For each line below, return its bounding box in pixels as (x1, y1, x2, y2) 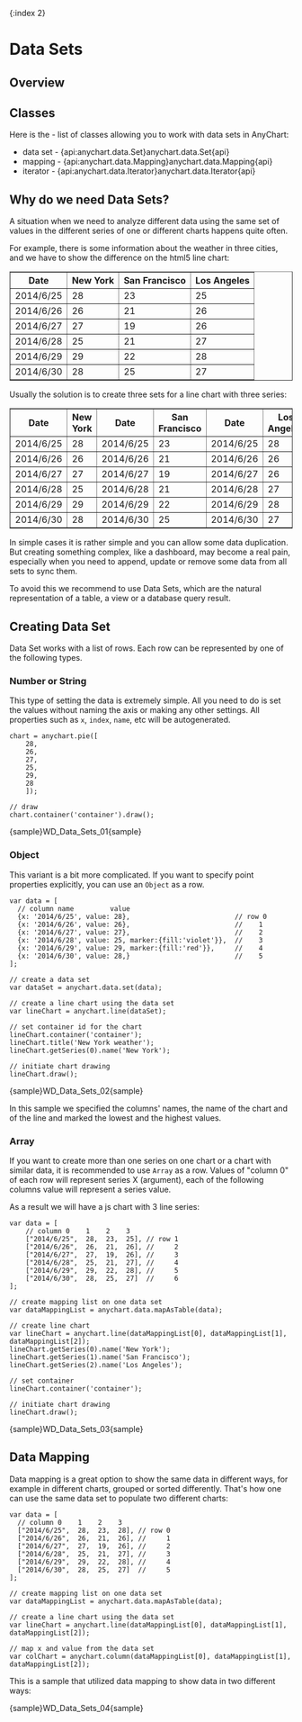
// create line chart (9, 1321, 91, 1330)
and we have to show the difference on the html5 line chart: (9, 252, 230, 264)
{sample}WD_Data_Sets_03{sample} (9, 1423, 144, 1434)
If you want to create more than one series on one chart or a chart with (9, 1155, 271, 1166)
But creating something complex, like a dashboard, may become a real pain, (9, 546, 290, 557)
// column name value (17, 904, 130, 913)
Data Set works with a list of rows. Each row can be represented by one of (9, 643, 285, 654)
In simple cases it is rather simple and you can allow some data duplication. (9, 537, 289, 548)
